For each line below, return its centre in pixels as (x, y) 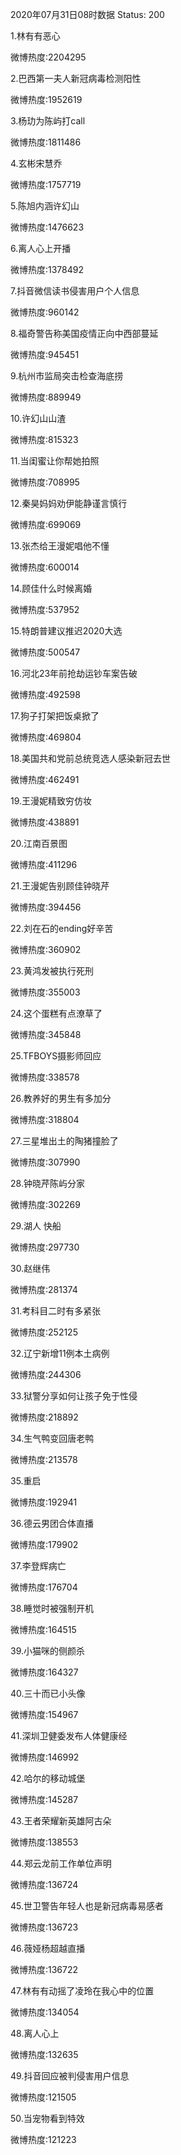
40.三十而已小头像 (48, 1693)
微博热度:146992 (45, 1757)
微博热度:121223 (43, 2139)
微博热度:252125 (44, 1332)
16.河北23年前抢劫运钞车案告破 (74, 673)
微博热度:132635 (44, 2054)
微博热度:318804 (45, 1119)
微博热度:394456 (46, 907)
